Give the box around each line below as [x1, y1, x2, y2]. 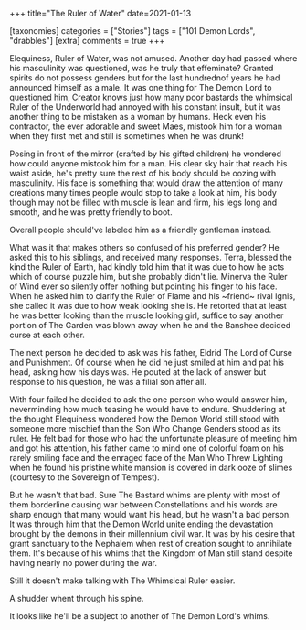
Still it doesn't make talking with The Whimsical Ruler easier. [9, 575, 236, 586]
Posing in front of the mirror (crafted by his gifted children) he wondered [9, 148, 281, 159]
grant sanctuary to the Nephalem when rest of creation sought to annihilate [9, 539, 292, 549]
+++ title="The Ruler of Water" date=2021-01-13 [9, 8, 192, 18]
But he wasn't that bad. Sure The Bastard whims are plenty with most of [9, 489, 280, 500]
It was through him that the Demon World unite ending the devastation [9, 518, 274, 529]
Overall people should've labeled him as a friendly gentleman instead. [9, 224, 272, 235]
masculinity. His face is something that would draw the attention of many [9, 177, 283, 188]
